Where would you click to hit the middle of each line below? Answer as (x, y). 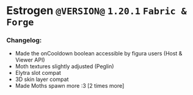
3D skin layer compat (42, 79)
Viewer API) (30, 60)
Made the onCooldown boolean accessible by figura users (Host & (99, 54)
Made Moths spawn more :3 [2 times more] (70, 86)
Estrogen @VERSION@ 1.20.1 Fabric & (97, 11)
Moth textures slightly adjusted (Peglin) (64, 66)
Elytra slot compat (38, 73)
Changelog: (24, 40)
